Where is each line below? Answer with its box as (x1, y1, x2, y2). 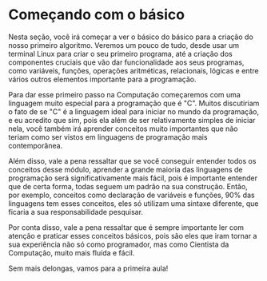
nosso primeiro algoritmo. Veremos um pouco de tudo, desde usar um (8, 40, 240, 49)
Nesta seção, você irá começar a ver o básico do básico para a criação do (8, 32, 253, 42)
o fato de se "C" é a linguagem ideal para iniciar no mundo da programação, (8, 106, 260, 117)
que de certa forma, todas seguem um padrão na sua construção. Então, (8, 181, 248, 191)
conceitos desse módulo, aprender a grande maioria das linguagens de (8, 164, 243, 174)
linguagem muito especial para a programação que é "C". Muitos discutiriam (8, 98, 260, 108)
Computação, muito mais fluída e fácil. (8, 247, 135, 257)
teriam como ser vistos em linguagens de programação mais (8, 132, 208, 141)
